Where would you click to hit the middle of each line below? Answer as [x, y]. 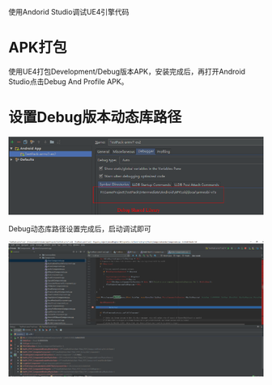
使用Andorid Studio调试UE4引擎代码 [69, 12]
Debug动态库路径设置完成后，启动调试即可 [80, 228]
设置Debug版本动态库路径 [95, 118]
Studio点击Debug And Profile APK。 [68, 81]
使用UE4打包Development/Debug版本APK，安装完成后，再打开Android [127, 71]
